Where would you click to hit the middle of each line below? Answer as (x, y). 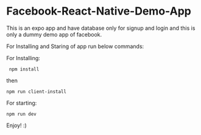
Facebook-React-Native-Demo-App (99, 11)
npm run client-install (37, 92)
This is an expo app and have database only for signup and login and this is (101, 28)
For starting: (22, 103)
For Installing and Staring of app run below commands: (75, 46)
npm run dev (21, 114)
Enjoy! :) (17, 125)
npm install (24, 69)
